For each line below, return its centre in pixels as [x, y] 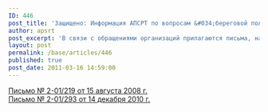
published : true [35, 61]
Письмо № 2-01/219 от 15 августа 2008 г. [78, 90]
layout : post [30, 46]
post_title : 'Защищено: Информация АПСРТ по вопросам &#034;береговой [128, 23]
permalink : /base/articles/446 [60, 53]
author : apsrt [32, 30]
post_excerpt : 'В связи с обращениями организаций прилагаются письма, [130, 38]
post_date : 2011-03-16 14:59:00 [62, 68]
